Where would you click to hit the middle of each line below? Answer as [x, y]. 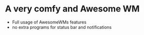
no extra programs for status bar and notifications [62, 27]
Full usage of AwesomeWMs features [49, 22]
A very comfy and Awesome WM [72, 9]
